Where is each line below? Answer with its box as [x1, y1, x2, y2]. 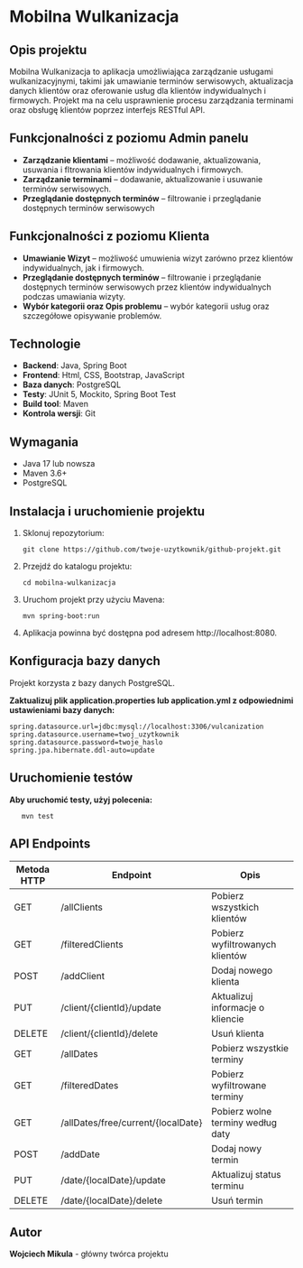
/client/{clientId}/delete [60, 1027, 159, 1040]
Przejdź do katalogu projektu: [22, 561, 133, 572]
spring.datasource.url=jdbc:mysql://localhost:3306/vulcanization [9, 722, 264, 731]
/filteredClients [60, 938, 124, 950]
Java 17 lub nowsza [22, 458, 96, 469]
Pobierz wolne [211, 1105, 272, 1117]
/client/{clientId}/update [60, 1001, 162, 1013]
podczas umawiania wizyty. [22, 291, 126, 301]
